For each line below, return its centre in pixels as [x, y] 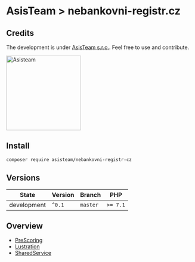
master [89, 205]
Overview [25, 226]
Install [18, 146]
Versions [23, 178]
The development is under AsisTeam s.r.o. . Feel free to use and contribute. [98, 47]
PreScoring [29, 241]
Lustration [27, 246]
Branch [91, 195]
